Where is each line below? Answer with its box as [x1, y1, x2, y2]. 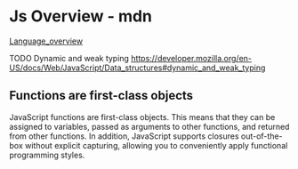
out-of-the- [240, 131, 283, 141]
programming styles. [9, 149, 85, 160]
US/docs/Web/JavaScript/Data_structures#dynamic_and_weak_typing [9, 62, 266, 73]
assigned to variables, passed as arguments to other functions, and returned [9, 121, 290, 132]
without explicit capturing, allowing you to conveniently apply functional [25, 140, 288, 150]
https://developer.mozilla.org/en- [130, 52, 252, 63]
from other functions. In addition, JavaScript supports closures [9, 131, 239, 141]
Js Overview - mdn [9, 6, 153, 27]
